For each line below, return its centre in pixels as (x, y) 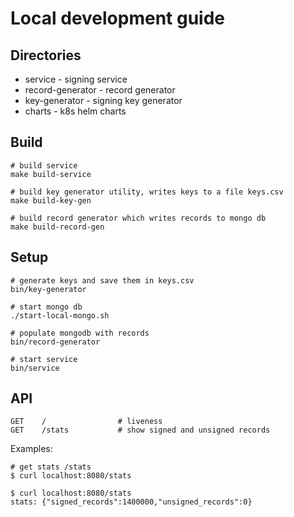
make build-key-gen (51, 200)
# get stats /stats (51, 467)
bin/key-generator (48, 289)
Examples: (31, 449)
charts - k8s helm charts (75, 111)
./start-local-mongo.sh (60, 315)
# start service (44, 359)
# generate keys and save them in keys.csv (102, 280)
